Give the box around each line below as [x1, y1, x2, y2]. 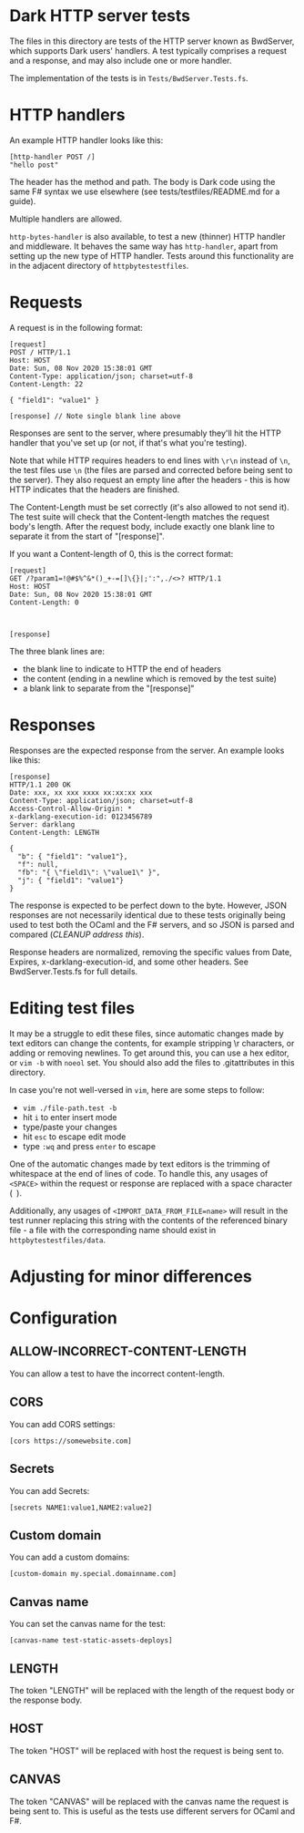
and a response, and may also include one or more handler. [9, 55, 232, 66]
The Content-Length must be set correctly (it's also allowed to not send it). [9, 501, 289, 512]
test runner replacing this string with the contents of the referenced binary [9, 1214, 289, 1226]
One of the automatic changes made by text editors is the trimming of [9, 1158, 270, 1169]
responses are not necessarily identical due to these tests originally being [9, 909, 286, 921]
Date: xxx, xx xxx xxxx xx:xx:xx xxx [9, 788, 153, 798]
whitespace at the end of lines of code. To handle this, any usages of [9, 1168, 269, 1179]
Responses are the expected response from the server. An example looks [9, 745, 285, 756]
